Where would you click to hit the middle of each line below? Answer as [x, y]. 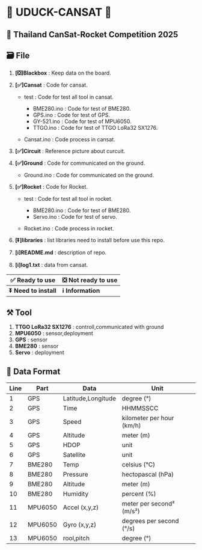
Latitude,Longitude [89, 399]
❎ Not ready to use [90, 280]
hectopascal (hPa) [148, 474]
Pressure [75, 474]
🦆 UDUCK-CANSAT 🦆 [59, 12]
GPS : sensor [31, 340]
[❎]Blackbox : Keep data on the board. [63, 73]
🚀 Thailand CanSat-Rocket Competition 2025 [92, 35]
